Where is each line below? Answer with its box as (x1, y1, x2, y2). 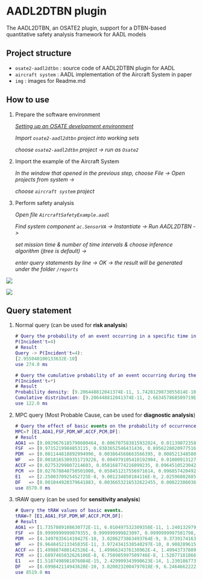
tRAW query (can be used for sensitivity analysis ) (14, 496, 140, 503)
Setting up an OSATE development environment (14, 122, 134, 129)
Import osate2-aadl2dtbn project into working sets (14, 134, 140, 142)
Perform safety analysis (14, 199, 74, 206)
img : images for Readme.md (14, 77, 86, 84)
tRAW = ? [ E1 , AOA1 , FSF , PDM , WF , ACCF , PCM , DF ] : (14, 513, 124, 520)
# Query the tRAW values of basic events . (14, 507, 124, 513)
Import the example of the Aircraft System (14, 157, 119, 165)
